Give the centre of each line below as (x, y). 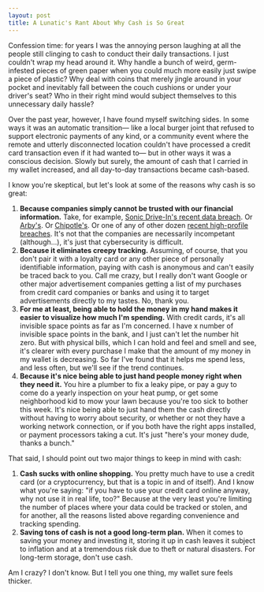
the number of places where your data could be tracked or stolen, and (134, 507)
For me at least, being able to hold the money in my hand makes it (128, 309)
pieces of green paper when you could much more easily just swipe (147, 70)
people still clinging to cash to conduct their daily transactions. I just (119, 54)
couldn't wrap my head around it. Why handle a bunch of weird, (112, 62)
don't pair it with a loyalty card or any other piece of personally (122, 259)
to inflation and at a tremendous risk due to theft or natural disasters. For (138, 549)
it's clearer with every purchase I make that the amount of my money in (135, 351)
